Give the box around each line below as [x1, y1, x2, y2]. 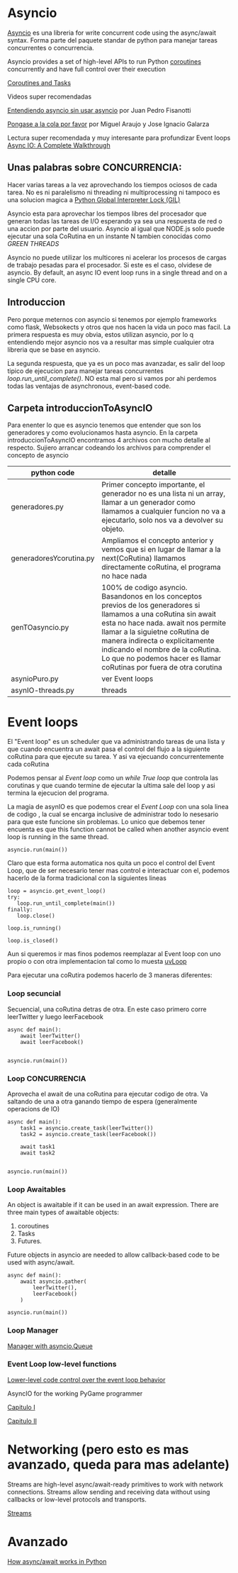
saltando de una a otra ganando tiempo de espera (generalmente [7, 1097, 198, 1106]
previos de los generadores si [101, 601, 200, 611]
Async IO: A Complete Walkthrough [7, 140, 111, 150]
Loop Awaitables [7, 1184, 66, 1194]
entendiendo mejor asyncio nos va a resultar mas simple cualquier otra [7, 338, 215, 346]
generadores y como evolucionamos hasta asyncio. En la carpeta [7, 428, 198, 437]
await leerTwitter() [20, 1032, 81, 1040]
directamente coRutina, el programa [101, 562, 221, 572]
